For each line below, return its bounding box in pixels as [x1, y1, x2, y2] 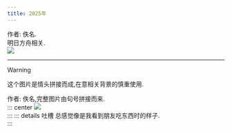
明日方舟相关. [7, 39, 46, 47]
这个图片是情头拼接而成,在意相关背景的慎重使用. [7, 80, 144, 88]
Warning [7, 65, 31, 74]
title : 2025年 [7, 10, 47, 17]
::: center [7, 103, 33, 111]
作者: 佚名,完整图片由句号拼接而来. [7, 94, 106, 103]
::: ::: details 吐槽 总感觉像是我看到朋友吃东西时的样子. [7, 111, 160, 119]
